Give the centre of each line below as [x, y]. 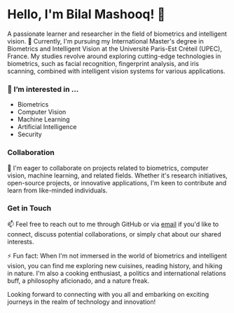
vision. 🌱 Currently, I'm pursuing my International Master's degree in [106, 41]
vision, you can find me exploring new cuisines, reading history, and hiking [115, 265]
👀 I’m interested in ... [43, 89]
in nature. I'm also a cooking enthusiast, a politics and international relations [117, 273]
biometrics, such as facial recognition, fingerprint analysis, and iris [103, 63]
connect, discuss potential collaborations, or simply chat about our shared [115, 234]
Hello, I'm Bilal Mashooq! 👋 [87, 14]
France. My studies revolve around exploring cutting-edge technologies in [114, 56]
